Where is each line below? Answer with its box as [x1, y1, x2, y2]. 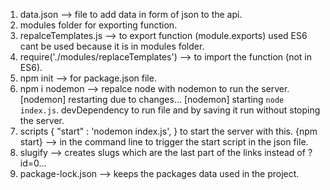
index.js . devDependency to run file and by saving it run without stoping [19, 104, 321, 116]
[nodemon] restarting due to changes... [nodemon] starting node [19, 94, 285, 105]
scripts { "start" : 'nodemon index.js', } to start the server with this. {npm [19, 125, 318, 137]
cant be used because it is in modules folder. [19, 40, 205, 52]
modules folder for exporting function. [19, 19, 178, 31]
